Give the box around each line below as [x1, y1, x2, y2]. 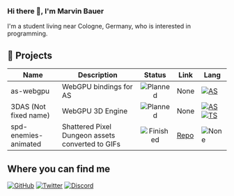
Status [143, 70, 166, 80]
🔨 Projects [7, 49, 53, 61]
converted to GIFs [61, 139, 120, 149]
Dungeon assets [61, 131, 116, 140]
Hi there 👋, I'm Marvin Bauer [7, 6, 104, 16]
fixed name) [10, 111, 50, 120]
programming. [7, 29, 48, 38]
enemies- [10, 131, 44, 140]
